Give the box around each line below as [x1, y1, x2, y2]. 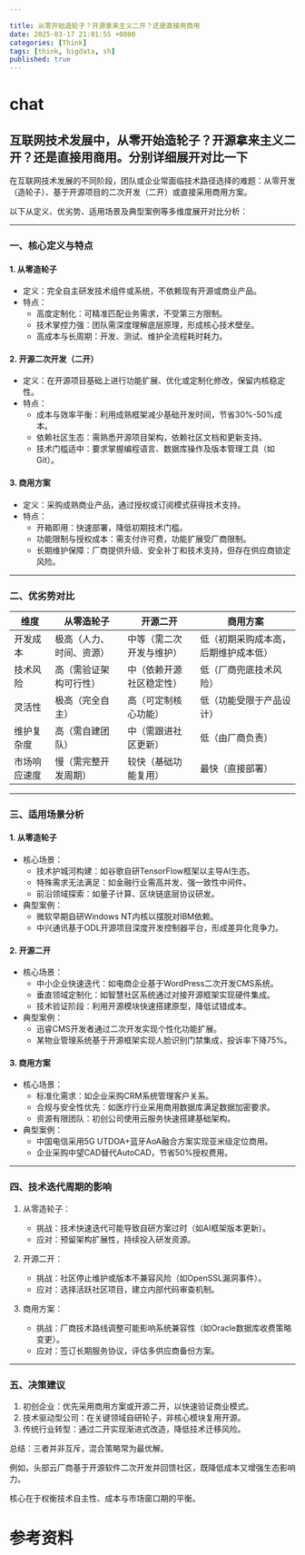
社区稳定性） [126, 677, 182, 689]
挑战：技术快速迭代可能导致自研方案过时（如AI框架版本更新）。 [35, 1223, 271, 1233]
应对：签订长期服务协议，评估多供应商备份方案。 [35, 1345, 220, 1356]
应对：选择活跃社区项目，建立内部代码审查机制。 [35, 1283, 220, 1294]
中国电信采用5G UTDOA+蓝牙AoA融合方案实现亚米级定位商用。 [35, 1136, 273, 1147]
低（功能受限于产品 [199, 694, 282, 707]
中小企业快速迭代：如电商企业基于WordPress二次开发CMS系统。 [35, 978, 279, 989]
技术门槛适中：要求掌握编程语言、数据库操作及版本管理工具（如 [35, 443, 275, 454]
